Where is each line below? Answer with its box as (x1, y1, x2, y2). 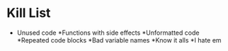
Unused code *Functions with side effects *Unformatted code (16, 28, 200, 37)
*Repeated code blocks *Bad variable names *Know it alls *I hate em (16, 35, 222, 44)
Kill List (6, 5, 51, 21)
